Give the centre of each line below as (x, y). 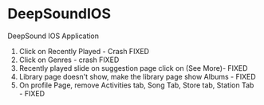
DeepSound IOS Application (53, 36)
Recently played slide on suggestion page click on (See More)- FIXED (133, 68)
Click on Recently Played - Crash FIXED (84, 51)
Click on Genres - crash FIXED (69, 60)
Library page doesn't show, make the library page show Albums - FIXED (137, 76)
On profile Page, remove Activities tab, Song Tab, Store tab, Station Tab (136, 85)
